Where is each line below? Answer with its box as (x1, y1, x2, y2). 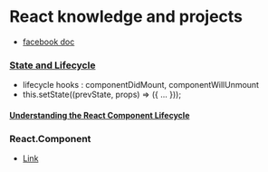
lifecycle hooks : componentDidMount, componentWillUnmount (22, 80, 260, 91)
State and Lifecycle (9, 59, 96, 72)
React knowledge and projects (9, 6, 243, 27)
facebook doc (22, 36, 75, 47)
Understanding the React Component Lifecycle (9, 110, 190, 120)
